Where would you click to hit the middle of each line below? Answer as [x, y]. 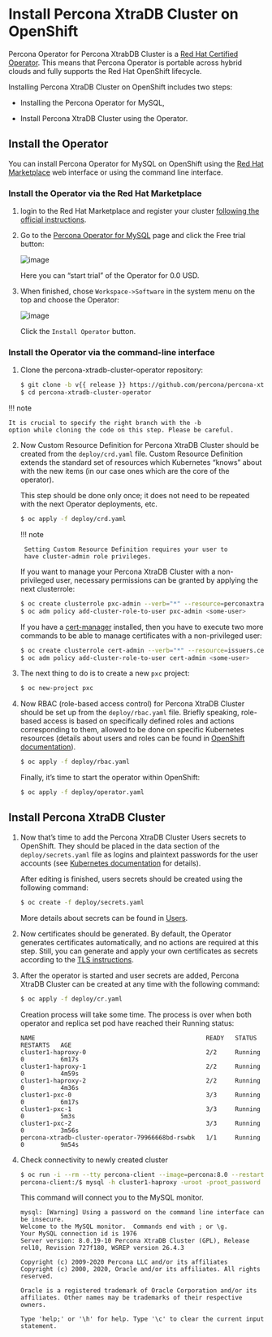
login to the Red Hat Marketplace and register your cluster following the [140, 211]
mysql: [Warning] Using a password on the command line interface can [142, 1213]
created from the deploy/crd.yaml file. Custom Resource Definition [132, 454]
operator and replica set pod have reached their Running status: [127, 1023]
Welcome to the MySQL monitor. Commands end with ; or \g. [124, 1227]
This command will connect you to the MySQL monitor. [112, 1198]
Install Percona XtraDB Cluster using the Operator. [104, 118]
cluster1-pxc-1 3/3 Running [140, 1109]
